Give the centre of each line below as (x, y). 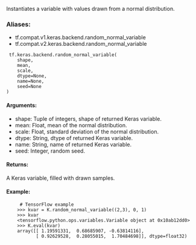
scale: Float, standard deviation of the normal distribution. (87, 132)
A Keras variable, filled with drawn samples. (61, 178)
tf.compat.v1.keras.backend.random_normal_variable (80, 37)
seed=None (30, 87)
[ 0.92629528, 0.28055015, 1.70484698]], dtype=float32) (112, 236)
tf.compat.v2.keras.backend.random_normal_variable (81, 44)
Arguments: (22, 105)
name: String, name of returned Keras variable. (73, 144)
